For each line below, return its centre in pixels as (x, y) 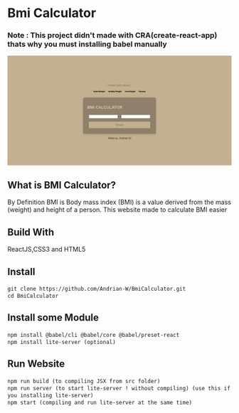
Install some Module (53, 318)
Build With (31, 232)
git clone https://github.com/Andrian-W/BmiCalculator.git (97, 289)
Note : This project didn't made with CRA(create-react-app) (112, 36)
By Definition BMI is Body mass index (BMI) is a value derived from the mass (119, 202)
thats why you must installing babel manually (87, 44)
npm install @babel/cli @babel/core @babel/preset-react (94, 335)
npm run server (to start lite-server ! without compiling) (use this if (119, 388)
